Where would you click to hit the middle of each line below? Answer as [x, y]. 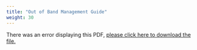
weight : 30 [20, 17]
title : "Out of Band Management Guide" [57, 12]
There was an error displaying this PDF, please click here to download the [99, 34]
